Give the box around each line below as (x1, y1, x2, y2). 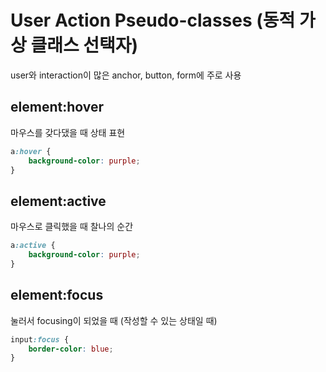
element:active (10, 192, 107, 210)
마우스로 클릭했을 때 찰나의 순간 (10, 221, 134, 233)
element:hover (10, 99, 105, 116)
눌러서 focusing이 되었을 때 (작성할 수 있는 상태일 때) (10, 314, 218, 326)
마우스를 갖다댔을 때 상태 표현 (10, 126, 126, 138)
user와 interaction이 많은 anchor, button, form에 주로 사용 (10, 69, 242, 81)
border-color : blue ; (28, 344, 114, 354)
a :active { (10, 241, 56, 251)
